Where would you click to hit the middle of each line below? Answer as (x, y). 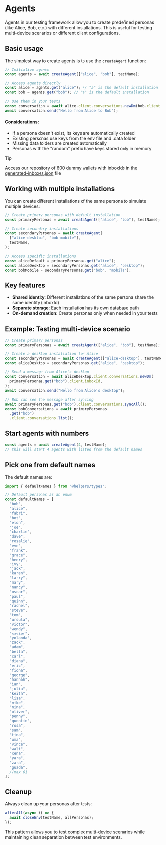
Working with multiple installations (60, 189)
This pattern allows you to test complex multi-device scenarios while (75, 832)
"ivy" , (16, 564)
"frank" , (19, 550)
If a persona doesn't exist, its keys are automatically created (73, 133)
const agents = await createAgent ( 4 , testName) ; (56, 445)
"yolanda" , (21, 638)
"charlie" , (21, 532)
